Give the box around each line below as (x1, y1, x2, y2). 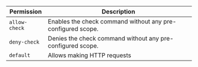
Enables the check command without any (48, 18, 162, 25)
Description (101, 8, 136, 15)
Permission (9, 8, 42, 15)
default (9, 52, 31, 58)
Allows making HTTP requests (48, 51, 131, 59)
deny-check (9, 39, 39, 45)
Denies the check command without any (48, 35, 159, 42)
